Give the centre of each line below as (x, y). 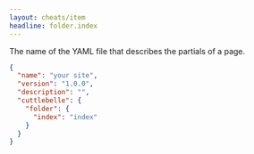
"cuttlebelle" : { (50, 101)
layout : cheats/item (48, 17)
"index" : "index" (65, 117)
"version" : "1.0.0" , (55, 84)
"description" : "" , (54, 93)
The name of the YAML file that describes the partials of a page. (127, 51)
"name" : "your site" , (58, 76)
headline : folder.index (54, 26)
